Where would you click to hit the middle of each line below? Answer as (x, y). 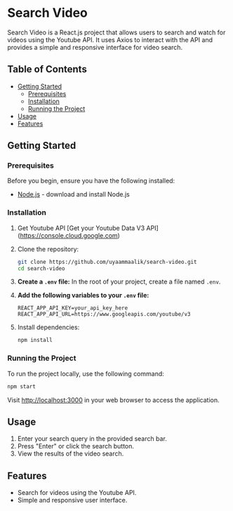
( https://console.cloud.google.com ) (69, 235)
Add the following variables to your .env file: (83, 296)
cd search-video (41, 268)
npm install (35, 340)
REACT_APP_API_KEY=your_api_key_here (73, 308)
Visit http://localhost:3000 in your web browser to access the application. (113, 400)
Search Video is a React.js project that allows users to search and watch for (116, 32)
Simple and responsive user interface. (72, 500)
